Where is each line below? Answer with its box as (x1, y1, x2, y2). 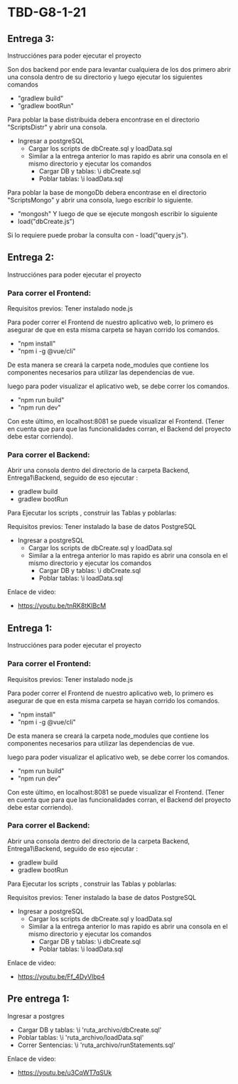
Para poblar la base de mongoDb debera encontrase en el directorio (7, 188, 207, 196)
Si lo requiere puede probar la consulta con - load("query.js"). (7, 231, 188, 239)
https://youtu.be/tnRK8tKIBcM (17, 601, 107, 610)
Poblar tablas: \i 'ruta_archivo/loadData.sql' (17, 1033, 144, 1041)
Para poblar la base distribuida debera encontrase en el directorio (7, 115, 200, 124)
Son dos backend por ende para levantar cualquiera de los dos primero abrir (7, 65, 232, 73)
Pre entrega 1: (7, 993, 70, 1005)
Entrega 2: (7, 252, 55, 264)
